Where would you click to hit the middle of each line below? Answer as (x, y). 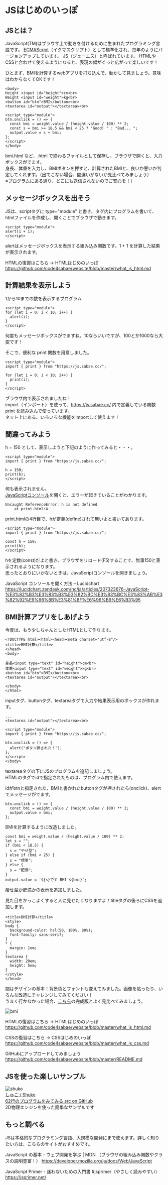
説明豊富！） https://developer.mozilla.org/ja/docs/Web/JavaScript (83, 1161)
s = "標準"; (22, 861)
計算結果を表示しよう (38, 285)
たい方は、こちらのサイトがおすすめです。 (49, 1144)
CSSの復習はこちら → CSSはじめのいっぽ (48, 1038)
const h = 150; (21, 542)
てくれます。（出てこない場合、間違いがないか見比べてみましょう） (83, 174)
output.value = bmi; (31, 813)
